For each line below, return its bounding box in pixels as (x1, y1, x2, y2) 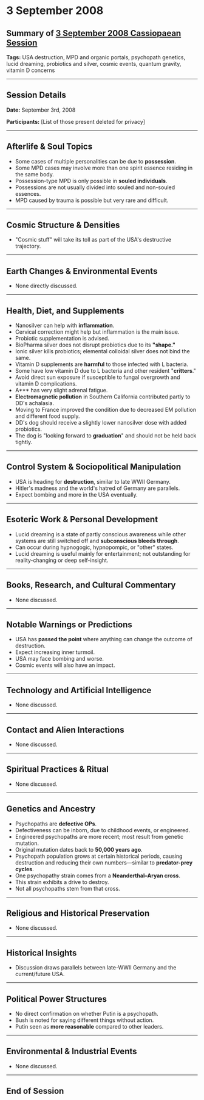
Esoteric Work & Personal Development (6, 514, 158, 525)
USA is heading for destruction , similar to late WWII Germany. (15, 478, 171, 485)
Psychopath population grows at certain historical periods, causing (15, 852, 183, 860)
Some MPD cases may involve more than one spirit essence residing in (15, 164, 193, 171)
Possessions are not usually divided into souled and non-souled (15, 184, 175, 191)
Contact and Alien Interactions (6, 724, 124, 735)
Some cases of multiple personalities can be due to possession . (15, 157, 177, 165)
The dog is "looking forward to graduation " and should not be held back (15, 432, 197, 439)
